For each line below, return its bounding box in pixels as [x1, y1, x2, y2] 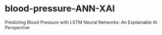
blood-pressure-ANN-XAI [5, 3, 115, 14]
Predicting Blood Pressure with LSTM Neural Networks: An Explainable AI [5, 19, 157, 25]
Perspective [5, 24, 30, 30]
